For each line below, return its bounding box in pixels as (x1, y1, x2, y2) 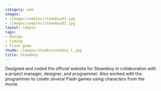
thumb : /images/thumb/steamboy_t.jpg (5, 48, 82, 53)
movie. (5, 81, 19, 87)
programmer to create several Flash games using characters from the (5, 76, 145, 82)
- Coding (5, 39, 23, 44)
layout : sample (5, 25, 36, 30)
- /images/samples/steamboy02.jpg (5, 20, 76, 26)
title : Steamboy (5, 52, 38, 57)
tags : (5, 30, 16, 35)
